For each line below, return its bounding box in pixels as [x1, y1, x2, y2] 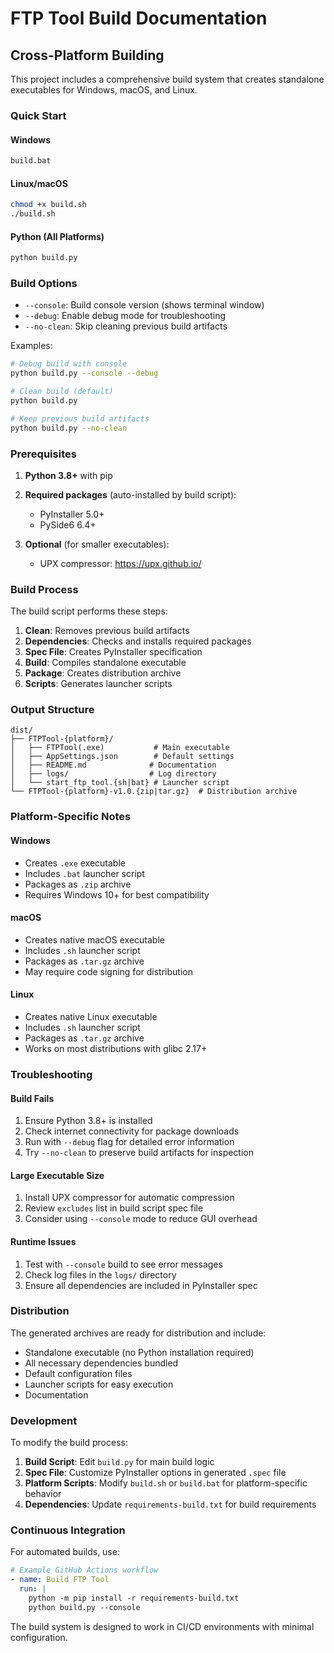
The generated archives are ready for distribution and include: [10, 1327, 267, 1339]
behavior [24, 1488, 62, 1500]
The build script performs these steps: [10, 605, 168, 617]
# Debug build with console [10, 359, 128, 369]
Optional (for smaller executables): [24, 538, 170, 550]
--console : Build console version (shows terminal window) [24, 299, 265, 311]
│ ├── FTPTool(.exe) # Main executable [10, 743, 230, 753]
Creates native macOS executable [24, 933, 165, 946]
